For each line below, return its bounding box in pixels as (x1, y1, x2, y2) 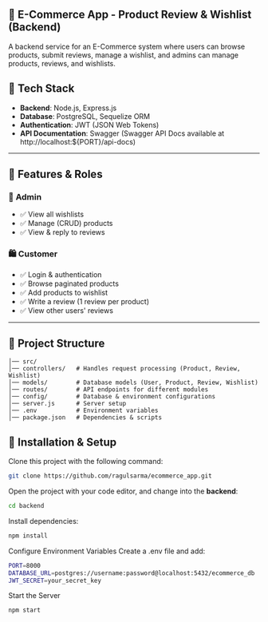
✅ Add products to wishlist (19, 287, 108, 297)
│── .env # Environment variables (8, 406, 159, 415)
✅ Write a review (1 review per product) (19, 296, 150, 306)
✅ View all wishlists (19, 209, 85, 220)
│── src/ (8, 358, 37, 366)
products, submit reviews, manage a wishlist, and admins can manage (8, 50, 239, 60)
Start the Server (8, 591, 61, 600)
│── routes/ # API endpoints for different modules (8, 386, 209, 394)
